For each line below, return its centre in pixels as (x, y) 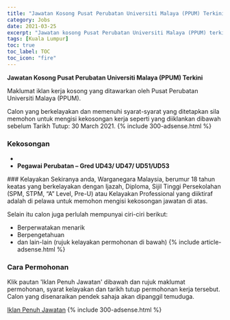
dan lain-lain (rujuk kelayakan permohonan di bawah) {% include (108, 242)
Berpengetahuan (41, 235)
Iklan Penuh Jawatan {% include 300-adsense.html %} (85, 310)
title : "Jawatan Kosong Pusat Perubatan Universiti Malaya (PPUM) (104, 13)
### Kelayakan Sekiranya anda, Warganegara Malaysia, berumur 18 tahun (111, 180)
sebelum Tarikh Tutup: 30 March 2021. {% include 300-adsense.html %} (110, 126)
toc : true (21, 45)
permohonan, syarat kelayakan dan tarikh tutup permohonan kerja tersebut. (114, 289)
